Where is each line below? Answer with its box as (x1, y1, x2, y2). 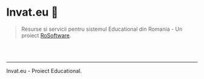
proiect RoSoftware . (21, 31, 72, 39)
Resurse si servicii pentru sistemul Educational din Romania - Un (21, 25, 183, 33)
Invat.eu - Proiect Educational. (6, 67, 82, 74)
